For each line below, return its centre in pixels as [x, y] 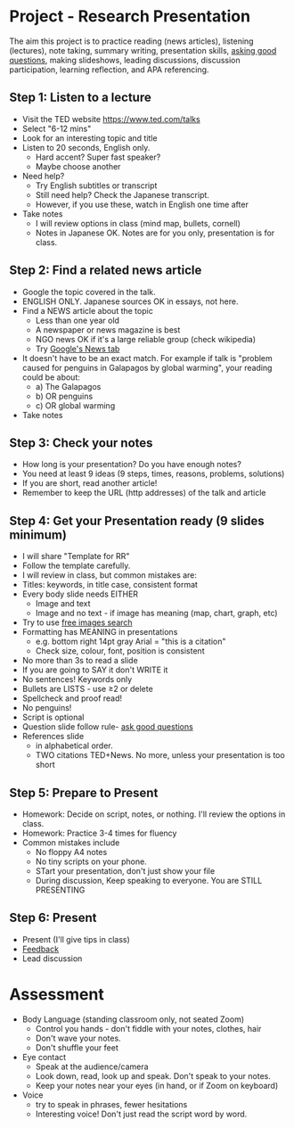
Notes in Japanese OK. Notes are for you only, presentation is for [155, 233]
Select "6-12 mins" [57, 128]
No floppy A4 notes [71, 852]
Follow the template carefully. [76, 566]
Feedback [41, 949]
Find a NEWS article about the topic [87, 310]
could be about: [51, 377]
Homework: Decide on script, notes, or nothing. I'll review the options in [154, 814]
